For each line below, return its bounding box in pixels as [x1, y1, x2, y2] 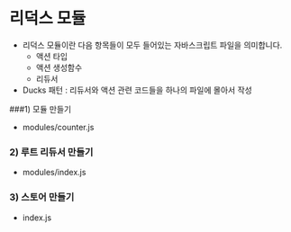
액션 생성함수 [35, 62, 83, 73]
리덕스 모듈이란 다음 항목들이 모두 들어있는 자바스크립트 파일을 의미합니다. [22, 40, 283, 50]
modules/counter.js [22, 121, 95, 132]
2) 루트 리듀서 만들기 [9, 146, 94, 158]
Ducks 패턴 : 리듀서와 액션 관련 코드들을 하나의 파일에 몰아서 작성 [22, 85, 252, 95]
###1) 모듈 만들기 [9, 103, 72, 114]
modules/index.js [22, 167, 86, 178]
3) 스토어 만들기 [9, 191, 75, 203]
